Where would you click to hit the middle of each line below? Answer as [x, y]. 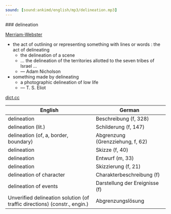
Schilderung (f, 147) [120, 127]
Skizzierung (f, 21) [118, 166]
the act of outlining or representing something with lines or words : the [86, 44]
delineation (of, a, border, [38, 135]
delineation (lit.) [27, 127]
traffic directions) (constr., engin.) [48, 204]
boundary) [20, 142]
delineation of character [36, 175]
